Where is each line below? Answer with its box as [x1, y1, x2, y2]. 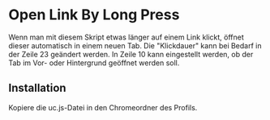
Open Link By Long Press [8, 6, 180, 24]
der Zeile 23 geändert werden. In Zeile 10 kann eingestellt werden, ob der [8, 49, 254, 59]
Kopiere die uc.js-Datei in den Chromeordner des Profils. [8, 102, 198, 112]
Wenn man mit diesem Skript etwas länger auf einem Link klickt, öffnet [8, 32, 245, 42]
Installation [8, 81, 66, 95]
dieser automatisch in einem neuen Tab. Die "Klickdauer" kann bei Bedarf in [8, 40, 262, 50]
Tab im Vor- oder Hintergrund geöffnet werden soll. [8, 58, 180, 68]
